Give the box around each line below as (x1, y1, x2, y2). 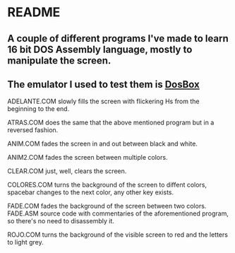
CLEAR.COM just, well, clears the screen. (7, 167, 127, 175)
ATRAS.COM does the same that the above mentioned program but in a (7, 118, 215, 127)
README (7, 4, 61, 20)
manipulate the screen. (7, 54, 112, 66)
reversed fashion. (7, 126, 59, 134)
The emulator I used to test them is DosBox (7, 78, 200, 90)
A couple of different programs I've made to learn (7, 33, 229, 45)
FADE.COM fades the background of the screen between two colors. (7, 202, 207, 211)
